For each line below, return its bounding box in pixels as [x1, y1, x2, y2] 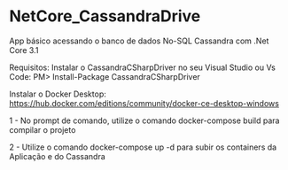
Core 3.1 [9, 44, 39, 55]
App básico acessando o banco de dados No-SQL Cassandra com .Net [9, 35, 269, 46]
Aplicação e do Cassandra [9, 151, 106, 161]
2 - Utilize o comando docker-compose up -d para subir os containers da [9, 142, 277, 152]
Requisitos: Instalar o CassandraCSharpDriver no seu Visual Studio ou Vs [9, 62, 276, 73]
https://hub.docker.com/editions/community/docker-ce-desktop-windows [9, 97, 279, 108]
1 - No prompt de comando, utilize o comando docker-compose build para [9, 115, 280, 126]
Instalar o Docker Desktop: [9, 89, 106, 99]
